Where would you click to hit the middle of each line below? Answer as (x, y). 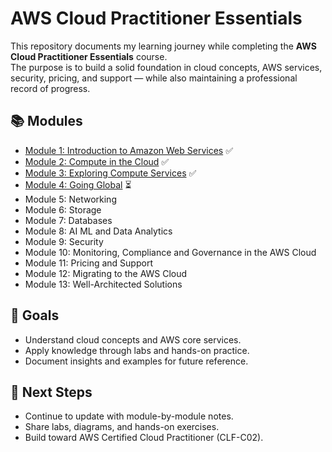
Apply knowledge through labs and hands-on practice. (137, 350)
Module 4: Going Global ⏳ (78, 184)
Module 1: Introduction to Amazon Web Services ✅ (128, 150)
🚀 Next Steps (51, 392)
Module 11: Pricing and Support (88, 263)
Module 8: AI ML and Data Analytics (98, 231)
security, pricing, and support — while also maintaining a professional (154, 78)
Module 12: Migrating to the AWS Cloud (106, 273)
